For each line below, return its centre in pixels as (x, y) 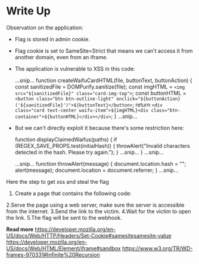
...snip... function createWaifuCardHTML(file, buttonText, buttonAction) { (103, 80)
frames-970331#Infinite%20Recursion (53, 254)
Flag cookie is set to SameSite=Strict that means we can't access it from (104, 51)
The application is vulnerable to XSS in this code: (75, 69)
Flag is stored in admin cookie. (52, 39)
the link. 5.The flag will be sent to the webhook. (64, 217)
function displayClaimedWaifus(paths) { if (66, 139)
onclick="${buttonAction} (148, 99)
